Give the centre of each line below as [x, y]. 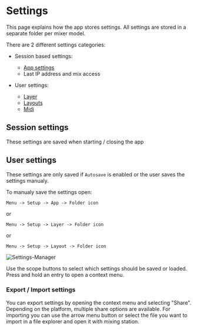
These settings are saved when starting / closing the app [75, 142]
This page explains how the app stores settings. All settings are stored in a [96, 27]
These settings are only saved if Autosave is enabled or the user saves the [96, 174]
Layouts [33, 103]
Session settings [37, 128]
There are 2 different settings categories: [56, 45]
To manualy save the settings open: [49, 192]
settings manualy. [27, 180]
